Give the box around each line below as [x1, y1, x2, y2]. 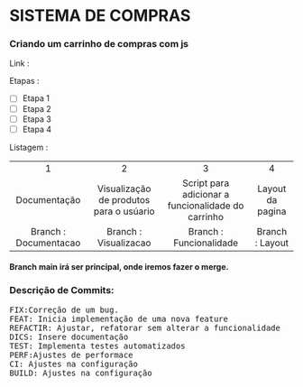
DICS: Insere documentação [9, 331, 129, 342]
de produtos [98, 193, 151, 206]
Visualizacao [96, 236, 151, 249]
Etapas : [9, 76, 40, 87]
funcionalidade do [167, 199, 244, 212]
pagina [256, 205, 287, 217]
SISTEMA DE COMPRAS [9, 5, 191, 26]
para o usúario [93, 205, 155, 217]
